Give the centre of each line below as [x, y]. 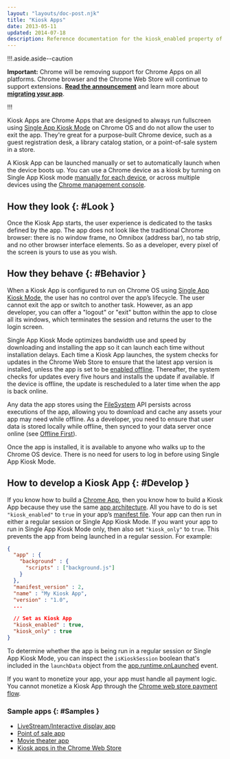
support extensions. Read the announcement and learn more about [103, 87]
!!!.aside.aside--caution [40, 58]
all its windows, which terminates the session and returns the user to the [110, 319]
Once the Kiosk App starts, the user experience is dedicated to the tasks [110, 223]
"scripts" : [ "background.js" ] [70, 568]
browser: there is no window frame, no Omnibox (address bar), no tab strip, [114, 237]
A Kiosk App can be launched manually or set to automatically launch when [114, 163]
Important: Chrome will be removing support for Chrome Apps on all [104, 72]
